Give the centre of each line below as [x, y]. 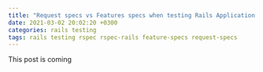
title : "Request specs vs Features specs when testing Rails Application [132, 15]
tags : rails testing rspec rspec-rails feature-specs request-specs [123, 37]
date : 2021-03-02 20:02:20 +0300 [63, 23]
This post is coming [40, 59]
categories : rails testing [52, 30]
